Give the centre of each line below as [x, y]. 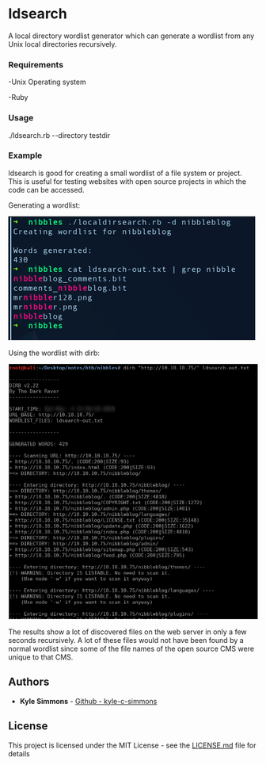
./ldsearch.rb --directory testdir [59, 135]
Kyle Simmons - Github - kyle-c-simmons [88, 701]
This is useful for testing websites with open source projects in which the [127, 181]
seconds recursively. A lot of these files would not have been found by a [126, 640]
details [19, 753]
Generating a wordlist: [44, 205]
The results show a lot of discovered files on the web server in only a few [127, 632]
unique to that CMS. [41, 657]
